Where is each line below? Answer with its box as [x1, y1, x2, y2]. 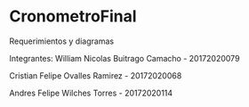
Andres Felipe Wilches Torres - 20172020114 [9, 87, 173, 98]
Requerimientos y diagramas [9, 36, 114, 46]
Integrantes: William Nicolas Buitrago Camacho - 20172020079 [9, 53, 240, 63]
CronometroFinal [9, 6, 137, 27]
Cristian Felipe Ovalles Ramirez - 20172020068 [9, 70, 182, 81]
